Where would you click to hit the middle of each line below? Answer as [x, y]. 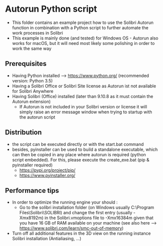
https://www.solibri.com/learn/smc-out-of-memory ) [72, 228]
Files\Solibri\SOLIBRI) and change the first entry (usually [76, 213]
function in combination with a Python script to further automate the [80, 27]
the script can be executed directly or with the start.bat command [78, 144]
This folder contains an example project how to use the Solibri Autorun [83, 22]
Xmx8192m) [31, 218]
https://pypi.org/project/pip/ [47, 170]
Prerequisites [26, 64]
